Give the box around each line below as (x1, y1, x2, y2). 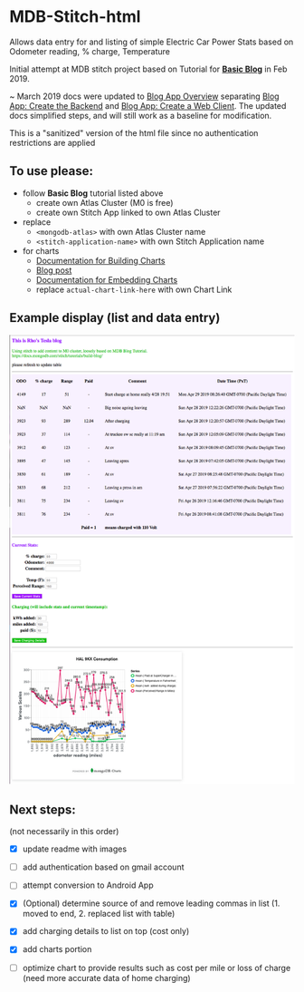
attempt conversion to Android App (22, 880, 154, 890)
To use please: (9, 163, 93, 179)
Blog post (35, 265, 72, 276)
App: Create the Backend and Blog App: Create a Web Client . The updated (9, 100, 287, 111)
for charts (22, 245, 60, 256)
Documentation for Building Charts (35, 255, 166, 266)
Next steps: (9, 802, 77, 817)
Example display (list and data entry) (9, 310, 221, 326)
